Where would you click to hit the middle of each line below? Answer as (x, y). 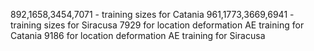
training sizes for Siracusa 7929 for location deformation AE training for (157, 25)
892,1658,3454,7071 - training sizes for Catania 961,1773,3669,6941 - (152, 14)
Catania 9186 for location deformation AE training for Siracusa (138, 35)
